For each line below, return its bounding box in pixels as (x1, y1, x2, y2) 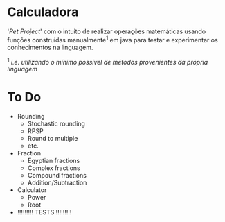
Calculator (17, 186, 47, 194)
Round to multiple (27, 135, 78, 143)
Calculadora (7, 4, 79, 20)
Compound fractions (27, 171, 87, 180)
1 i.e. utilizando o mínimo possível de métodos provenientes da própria (7, 56, 208, 66)
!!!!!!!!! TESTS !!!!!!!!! (17, 208, 72, 216)
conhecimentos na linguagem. (7, 43, 93, 51)
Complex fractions (27, 164, 81, 172)
